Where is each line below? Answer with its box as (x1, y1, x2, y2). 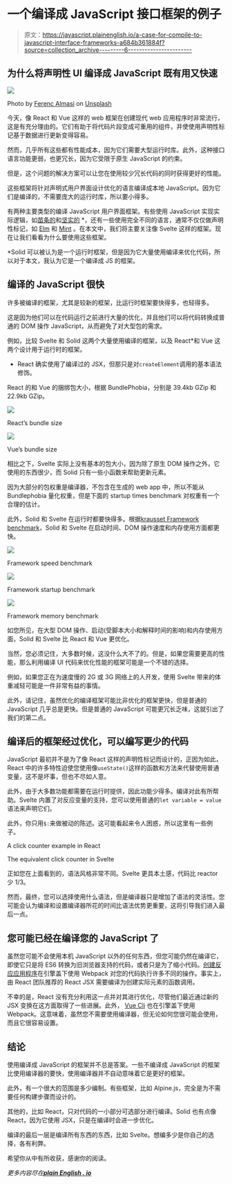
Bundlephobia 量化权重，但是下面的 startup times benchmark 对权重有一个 (7, 491, 220, 499)
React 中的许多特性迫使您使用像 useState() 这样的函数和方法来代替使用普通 (7, 764, 220, 772)
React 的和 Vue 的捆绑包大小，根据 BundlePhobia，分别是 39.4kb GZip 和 (7, 383, 216, 391)
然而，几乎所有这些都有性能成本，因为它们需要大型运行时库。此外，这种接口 (7, 145, 225, 154)
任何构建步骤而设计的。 (12, 1093, 80, 1101)
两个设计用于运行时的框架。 (7, 345, 86, 353)
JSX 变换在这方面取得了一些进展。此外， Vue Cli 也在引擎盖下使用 (7, 1001, 195, 1010)
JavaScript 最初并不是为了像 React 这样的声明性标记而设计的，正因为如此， (7, 755, 222, 764)
